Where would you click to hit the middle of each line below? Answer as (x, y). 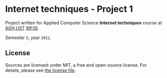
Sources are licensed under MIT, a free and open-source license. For (76, 65)
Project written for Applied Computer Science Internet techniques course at (83, 23)
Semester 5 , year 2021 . (28, 38)
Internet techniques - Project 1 (69, 9)
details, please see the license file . (41, 70)
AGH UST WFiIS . (22, 28)
